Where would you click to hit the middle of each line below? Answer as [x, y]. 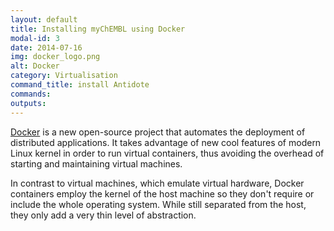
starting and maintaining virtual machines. [96, 163]
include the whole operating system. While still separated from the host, [158, 204]
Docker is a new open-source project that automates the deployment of [158, 132]
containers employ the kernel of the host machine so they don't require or [162, 193]
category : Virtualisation [64, 76]
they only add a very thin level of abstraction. [103, 215]
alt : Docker [35, 66]
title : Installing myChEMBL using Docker [98, 29]
